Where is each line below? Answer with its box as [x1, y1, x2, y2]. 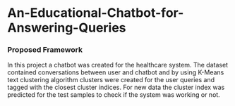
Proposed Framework [7, 45, 83, 55]
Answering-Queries [7, 20, 126, 36]
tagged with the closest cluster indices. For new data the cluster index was [7, 83, 225, 92]
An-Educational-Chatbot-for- [7, 5, 184, 21]
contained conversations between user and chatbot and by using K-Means [7, 68, 224, 77]
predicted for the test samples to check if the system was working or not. [7, 91, 220, 99]
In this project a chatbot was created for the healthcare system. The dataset [7, 61, 228, 69]
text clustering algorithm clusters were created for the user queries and [7, 76, 215, 84]
